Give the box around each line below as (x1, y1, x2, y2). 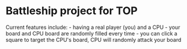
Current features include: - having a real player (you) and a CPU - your (5, 24, 180, 31)
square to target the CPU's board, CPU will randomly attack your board (5, 36, 182, 43)
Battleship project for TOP (5, 4, 138, 18)
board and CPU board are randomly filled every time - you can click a (5, 30, 178, 37)
